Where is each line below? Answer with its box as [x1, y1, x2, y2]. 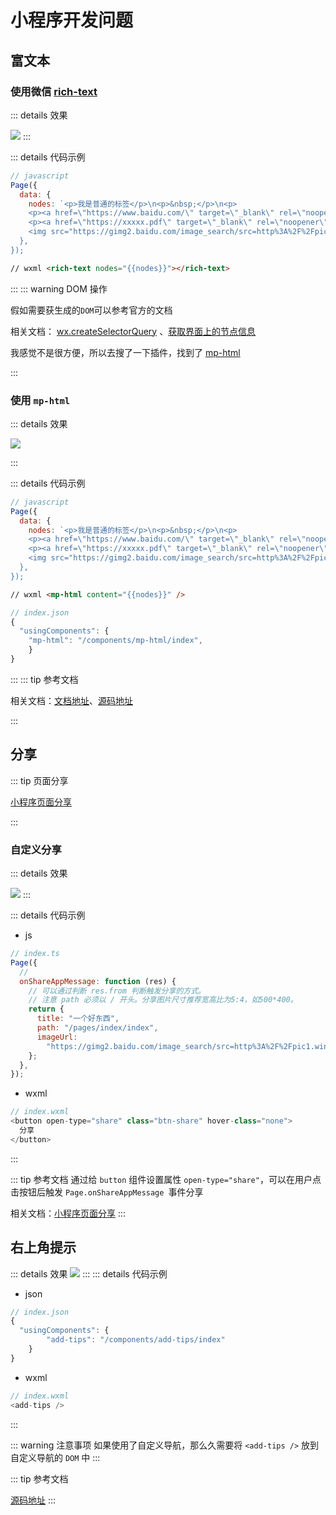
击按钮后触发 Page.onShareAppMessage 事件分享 [10, 1186, 204, 1198]
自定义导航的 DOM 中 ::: [10, 1451, 101, 1463]
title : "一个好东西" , [36, 1014, 120, 1024]
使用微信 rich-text [10, 84, 98, 98]
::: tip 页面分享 [10, 774, 69, 786]
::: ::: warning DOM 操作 [10, 282, 108, 295]
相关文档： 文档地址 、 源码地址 [10, 694, 133, 706]
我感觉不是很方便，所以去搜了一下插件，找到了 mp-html [10, 346, 241, 358]
